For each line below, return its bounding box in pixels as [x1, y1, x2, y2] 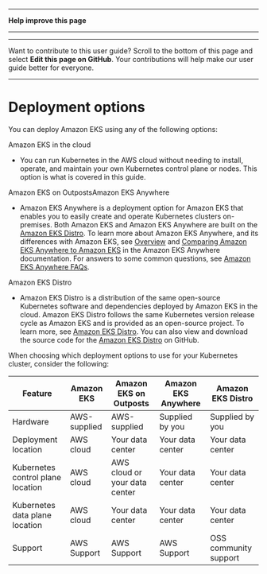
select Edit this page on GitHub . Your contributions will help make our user [8, 55, 254, 64]
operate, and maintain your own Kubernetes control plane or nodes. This [19, 164, 257, 173]
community [210, 542, 253, 553]
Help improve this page [8, 16, 87, 25]
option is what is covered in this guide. [19, 172, 146, 181]
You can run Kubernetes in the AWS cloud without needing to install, [19, 155, 244, 165]
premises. [19, 219, 53, 229]
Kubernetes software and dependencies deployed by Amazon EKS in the [19, 301, 258, 311]
